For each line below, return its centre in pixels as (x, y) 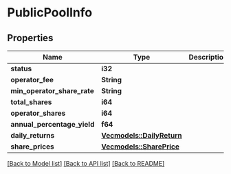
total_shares (31, 102)
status (21, 69)
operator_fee (32, 80)
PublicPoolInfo (50, 13)
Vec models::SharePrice (141, 147)
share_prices (32, 147)
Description (208, 57)
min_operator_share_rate (53, 91)
